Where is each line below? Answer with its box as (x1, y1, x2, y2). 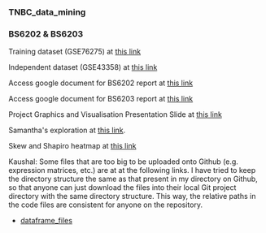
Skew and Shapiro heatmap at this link (8, 141, 137, 151)
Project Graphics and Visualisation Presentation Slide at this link (8, 110, 222, 119)
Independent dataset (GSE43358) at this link (8, 63, 158, 72)
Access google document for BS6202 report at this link (8, 78, 194, 88)
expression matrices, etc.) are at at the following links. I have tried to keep (8, 166, 256, 175)
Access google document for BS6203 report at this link (8, 94, 194, 104)
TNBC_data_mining (8, 6, 86, 18)
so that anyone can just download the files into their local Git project (8, 183, 237, 192)
